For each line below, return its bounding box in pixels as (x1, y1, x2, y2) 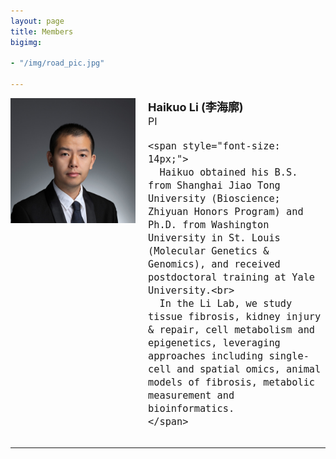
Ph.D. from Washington (148, 219, 270, 231)
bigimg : (10, 37, 43, 47)
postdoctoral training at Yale (148, 271, 316, 284)
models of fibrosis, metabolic (148, 376, 316, 389)
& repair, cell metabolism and (148, 324, 316, 336)
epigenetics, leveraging (148, 337, 281, 349)
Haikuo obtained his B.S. (159, 166, 298, 179)
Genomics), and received (148, 258, 281, 270)
